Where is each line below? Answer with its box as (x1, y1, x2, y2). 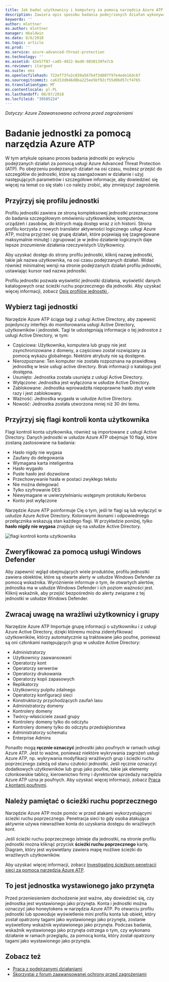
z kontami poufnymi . (5, 782, 48, 788)
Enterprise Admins (12, 735, 51, 741)
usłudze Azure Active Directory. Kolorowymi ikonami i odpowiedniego (5, 512, 149, 519)
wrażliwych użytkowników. (5, 852, 61, 858)
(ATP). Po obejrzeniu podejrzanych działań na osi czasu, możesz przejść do (5, 166, 162, 172)
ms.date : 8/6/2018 (5, 36, 44, 41)
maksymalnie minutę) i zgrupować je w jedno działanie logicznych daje (5, 237, 152, 242)
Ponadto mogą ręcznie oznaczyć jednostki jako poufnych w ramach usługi (5, 745, 160, 751)
